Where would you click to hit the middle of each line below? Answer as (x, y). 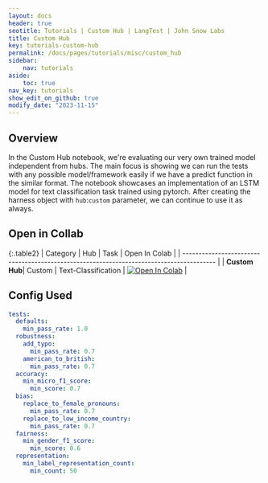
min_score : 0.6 (55, 448)
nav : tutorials (48, 68)
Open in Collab (46, 234)
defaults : (32, 321)
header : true (30, 23)
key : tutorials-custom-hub (54, 46)
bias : (25, 396)
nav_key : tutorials (41, 90)
